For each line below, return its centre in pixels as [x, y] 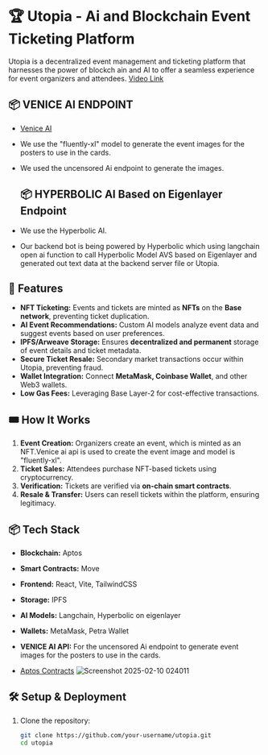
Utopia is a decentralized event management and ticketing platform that [127, 61]
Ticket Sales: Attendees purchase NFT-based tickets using [118, 469]
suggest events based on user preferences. [92, 334]
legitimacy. [38, 503]
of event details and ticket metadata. [80, 351]
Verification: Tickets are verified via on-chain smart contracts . [126, 486]
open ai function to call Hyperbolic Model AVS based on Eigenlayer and [138, 255]
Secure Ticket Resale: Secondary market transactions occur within [132, 359]
